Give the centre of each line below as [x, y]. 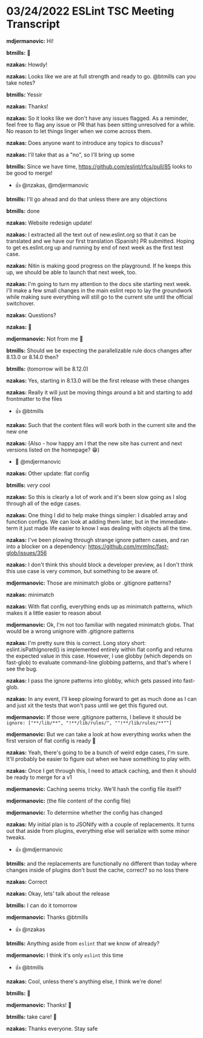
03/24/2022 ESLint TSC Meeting [90, 11]
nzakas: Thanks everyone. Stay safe [52, 1028]
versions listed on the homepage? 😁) [53, 450]
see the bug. [22, 669]
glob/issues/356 [27, 552]
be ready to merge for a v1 [39, 777]
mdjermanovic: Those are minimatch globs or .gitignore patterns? [89, 583]
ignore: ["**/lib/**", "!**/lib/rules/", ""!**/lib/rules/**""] [89, 723]
